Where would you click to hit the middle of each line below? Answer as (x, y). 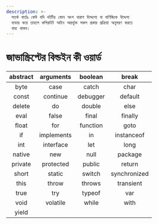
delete (21, 106)
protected (56, 164)
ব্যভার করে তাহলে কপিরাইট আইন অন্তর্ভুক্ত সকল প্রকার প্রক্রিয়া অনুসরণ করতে (72, 23)
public (91, 164)
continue (56, 97)
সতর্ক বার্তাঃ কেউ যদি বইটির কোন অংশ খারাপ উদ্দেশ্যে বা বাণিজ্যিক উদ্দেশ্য (70, 17)
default (129, 97)
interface (56, 145)
